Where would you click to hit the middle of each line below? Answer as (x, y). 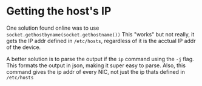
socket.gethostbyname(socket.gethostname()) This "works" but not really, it (100, 34)
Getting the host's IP (59, 11)
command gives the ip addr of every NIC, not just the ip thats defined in (96, 71)
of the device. (24, 47)
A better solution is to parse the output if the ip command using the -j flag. (100, 59)
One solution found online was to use (53, 28)
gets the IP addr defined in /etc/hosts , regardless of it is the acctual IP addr (101, 41)
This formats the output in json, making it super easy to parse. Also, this (96, 65)
